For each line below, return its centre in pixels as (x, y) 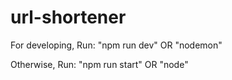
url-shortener (68, 17)
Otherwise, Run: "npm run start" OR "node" (99, 64)
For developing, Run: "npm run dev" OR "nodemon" (116, 45)
